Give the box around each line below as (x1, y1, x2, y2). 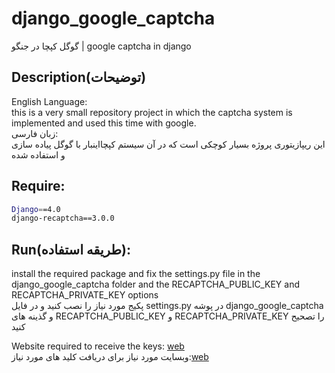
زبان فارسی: (11, 127, 59, 139)
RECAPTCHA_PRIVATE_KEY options (11, 289, 159, 301)
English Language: (11, 95, 88, 107)
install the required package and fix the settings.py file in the (11, 268, 261, 280)
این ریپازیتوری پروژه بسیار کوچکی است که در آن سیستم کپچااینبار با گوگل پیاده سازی (11, 138, 326, 150)
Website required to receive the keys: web (11, 340, 185, 352)
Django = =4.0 (11, 204, 61, 214)
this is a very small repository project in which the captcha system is (11, 106, 293, 118)
